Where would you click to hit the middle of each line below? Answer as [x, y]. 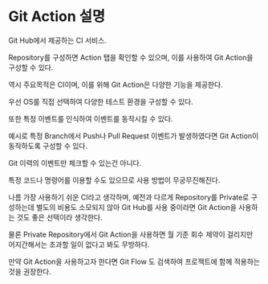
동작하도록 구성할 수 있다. [48, 146]
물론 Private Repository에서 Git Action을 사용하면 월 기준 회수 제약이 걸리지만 [131, 234]
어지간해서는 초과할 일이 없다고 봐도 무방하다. [79, 244]
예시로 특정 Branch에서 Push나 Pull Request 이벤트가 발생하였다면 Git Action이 [134, 136]
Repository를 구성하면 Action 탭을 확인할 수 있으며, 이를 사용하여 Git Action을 [131, 57]
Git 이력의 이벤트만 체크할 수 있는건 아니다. [75, 163]
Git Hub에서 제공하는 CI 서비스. [57, 40]
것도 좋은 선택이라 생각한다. [59, 217]
